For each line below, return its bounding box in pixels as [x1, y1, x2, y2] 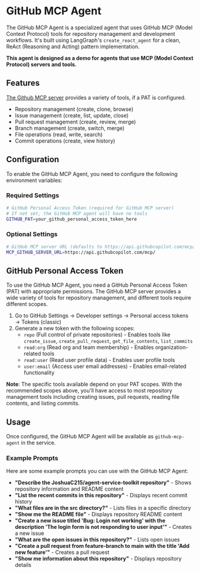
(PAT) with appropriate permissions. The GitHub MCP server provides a [6, 288, 182, 295]
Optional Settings [6, 230, 58, 239]
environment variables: [6, 176, 62, 184]
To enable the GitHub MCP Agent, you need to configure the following [6, 170, 178, 177]
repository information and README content [14, 485, 124, 493]
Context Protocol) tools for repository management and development [6, 30, 176, 37]
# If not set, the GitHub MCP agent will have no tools [6, 210, 148, 216]
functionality [23, 369, 55, 376]
